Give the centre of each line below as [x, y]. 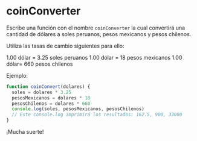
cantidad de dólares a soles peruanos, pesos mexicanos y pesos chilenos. [99, 34]
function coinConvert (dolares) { [48, 86]
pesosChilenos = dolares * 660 [51, 104]
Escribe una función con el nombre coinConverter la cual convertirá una [96, 28]
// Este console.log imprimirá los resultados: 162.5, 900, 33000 [97, 115]
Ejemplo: [17, 75]
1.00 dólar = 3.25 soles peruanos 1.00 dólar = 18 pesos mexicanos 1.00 [94, 57]
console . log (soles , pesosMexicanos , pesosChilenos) [78, 109]
